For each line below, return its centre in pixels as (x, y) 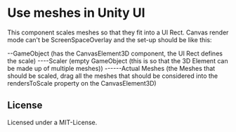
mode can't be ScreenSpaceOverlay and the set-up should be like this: (110, 39)
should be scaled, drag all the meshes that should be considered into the (113, 76)
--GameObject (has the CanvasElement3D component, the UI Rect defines (115, 53)
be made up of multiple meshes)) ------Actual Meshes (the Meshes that (111, 68)
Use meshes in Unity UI (76, 13)
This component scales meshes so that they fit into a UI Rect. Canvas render (118, 32)
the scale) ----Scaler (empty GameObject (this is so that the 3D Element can (118, 60)
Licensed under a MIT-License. (52, 122)
